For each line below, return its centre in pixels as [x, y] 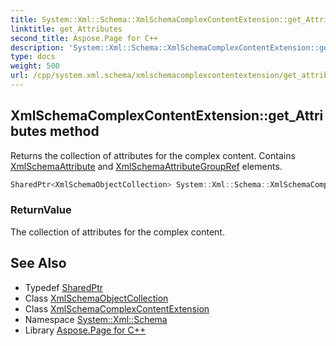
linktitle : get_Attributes [66, 29]
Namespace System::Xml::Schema [96, 319]
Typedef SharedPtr [64, 287]
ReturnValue [41, 210]
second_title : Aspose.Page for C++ [84, 38]
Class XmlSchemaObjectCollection [96, 298]
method [74, 131]
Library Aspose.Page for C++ [85, 330]
